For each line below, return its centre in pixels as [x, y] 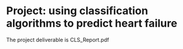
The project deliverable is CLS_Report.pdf [58, 40]
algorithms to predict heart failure [92, 23]
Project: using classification [77, 11]
